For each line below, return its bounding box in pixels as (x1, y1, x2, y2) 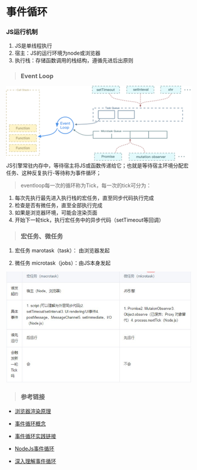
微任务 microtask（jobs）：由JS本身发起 (14, 259, 111, 266)
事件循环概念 (14, 420, 46, 427)
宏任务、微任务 (20, 232, 64, 241)
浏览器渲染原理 (14, 407, 51, 415)
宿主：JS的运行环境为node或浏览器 (14, 49, 101, 56)
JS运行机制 (6, 28, 38, 36)
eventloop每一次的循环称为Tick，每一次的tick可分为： (20, 182, 152, 189)
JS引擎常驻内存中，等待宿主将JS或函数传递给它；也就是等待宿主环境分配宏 (6, 162, 189, 169)
